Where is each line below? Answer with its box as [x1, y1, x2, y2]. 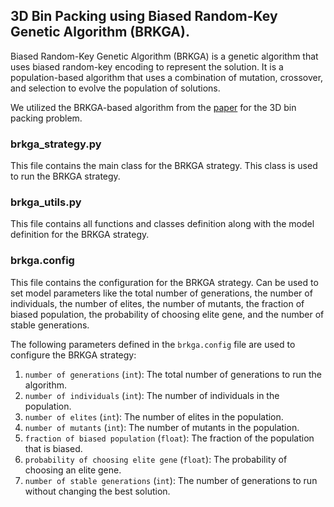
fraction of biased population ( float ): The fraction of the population [24, 432, 315, 444]
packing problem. [10, 112, 83, 124]
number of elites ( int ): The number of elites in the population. [24, 410, 284, 423]
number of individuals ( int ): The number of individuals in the [24, 389, 280, 401]
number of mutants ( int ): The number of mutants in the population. [24, 421, 300, 433]
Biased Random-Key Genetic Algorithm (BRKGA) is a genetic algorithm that [10, 50, 319, 62]
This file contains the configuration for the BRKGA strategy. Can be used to [10, 276, 319, 288]
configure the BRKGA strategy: [10, 349, 137, 361]
